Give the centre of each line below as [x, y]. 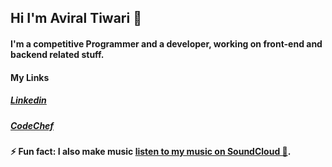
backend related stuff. [57, 54]
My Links [30, 77]
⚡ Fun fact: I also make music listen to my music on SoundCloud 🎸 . [151, 151]
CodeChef [32, 125]
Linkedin [28, 100]
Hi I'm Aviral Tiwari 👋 [76, 18]
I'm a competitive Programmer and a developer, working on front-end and [166, 43]
